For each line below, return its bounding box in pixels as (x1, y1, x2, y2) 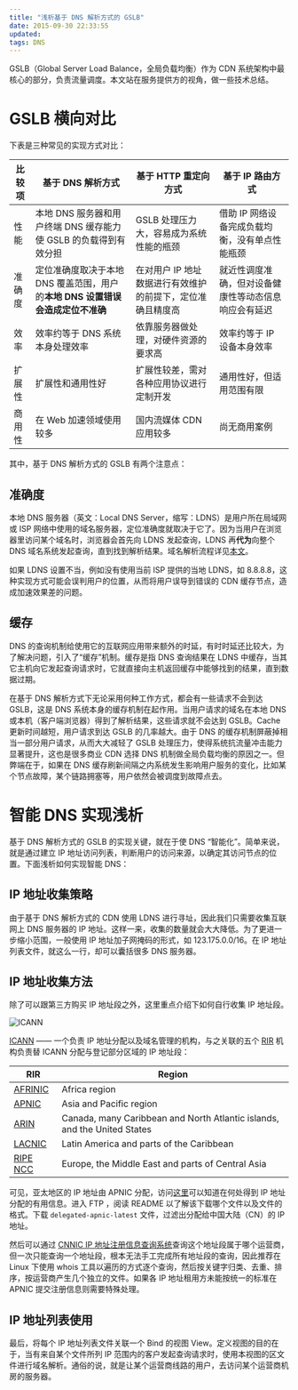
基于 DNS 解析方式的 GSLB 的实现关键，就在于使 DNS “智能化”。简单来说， (9, 836, 285, 847)
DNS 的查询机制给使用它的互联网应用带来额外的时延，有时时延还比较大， (9, 640, 277, 651)
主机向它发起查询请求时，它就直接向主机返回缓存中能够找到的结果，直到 (16, 663, 281, 673)
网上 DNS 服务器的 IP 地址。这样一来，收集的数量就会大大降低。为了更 (9, 923, 268, 934)
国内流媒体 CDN (135, 414, 202, 427)
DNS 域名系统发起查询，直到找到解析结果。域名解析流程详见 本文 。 (9, 546, 254, 556)
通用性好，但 (218, 371, 273, 383)
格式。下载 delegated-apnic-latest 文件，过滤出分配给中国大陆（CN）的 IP (9, 1209, 286, 1220)
